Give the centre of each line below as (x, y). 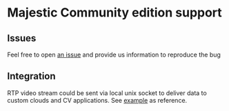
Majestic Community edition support (114, 13)
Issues (22, 38)
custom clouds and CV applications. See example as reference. (97, 100)
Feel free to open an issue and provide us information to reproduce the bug (114, 54)
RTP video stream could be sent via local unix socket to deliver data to (107, 93)
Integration (32, 76)
